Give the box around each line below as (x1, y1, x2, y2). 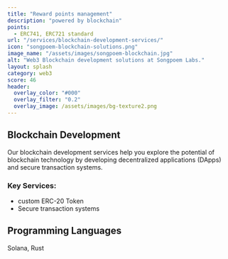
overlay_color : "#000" (13, 89, 81, 97)
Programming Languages (7, 225, 122, 237)
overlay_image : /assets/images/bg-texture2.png (13, 103, 158, 110)
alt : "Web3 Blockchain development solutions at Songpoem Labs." (7, 57, 205, 64)
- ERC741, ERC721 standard (13, 30, 94, 38)
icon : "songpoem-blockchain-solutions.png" (7, 43, 139, 50)
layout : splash (7, 63, 53, 70)
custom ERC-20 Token (17, 197, 84, 205)
